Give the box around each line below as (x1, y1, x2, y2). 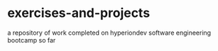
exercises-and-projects (7, 5, 151, 21)
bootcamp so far (7, 35, 56, 44)
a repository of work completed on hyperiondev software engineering (7, 28, 212, 37)
